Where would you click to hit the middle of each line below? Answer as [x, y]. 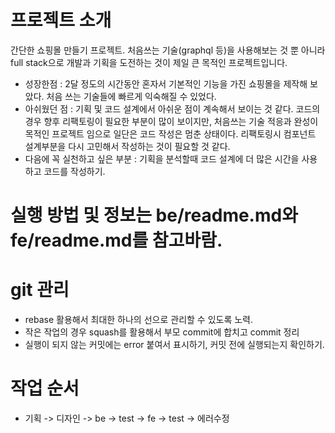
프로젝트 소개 [61, 20]
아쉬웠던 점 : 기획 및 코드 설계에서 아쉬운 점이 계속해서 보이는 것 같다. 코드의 [172, 108]
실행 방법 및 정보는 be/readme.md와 [154, 215]
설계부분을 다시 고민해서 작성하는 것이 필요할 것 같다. [127, 146]
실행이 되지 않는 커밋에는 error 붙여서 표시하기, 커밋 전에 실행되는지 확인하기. [174, 345]
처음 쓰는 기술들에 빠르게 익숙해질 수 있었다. [131, 96]
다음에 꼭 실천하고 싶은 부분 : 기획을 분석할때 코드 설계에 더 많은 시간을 [162, 158]
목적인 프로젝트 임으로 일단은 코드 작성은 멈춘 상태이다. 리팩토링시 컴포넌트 [170, 133]
